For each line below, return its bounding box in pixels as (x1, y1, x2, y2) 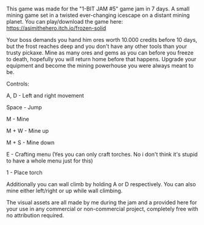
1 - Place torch (6, 169, 43, 176)
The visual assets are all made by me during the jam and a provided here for (6, 199, 197, 206)
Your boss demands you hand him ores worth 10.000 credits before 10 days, (6, 36, 198, 43)
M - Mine (6, 115, 29, 123)
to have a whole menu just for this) (6, 157, 93, 164)
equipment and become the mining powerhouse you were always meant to (6, 62, 194, 69)
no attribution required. (6, 212, 65, 219)
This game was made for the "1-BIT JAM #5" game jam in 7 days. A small (6, 5, 190, 12)
